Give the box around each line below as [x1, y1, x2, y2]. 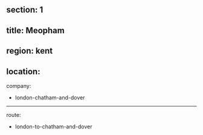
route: [6, 111, 21, 118]
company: [6, 82, 31, 89]
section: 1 [6, 5, 43, 15]
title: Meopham [6, 25, 65, 36]
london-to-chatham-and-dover [14, 123, 92, 130]
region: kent [6, 46, 53, 56]
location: [6, 66, 40, 77]
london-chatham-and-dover [14, 93, 85, 101]
